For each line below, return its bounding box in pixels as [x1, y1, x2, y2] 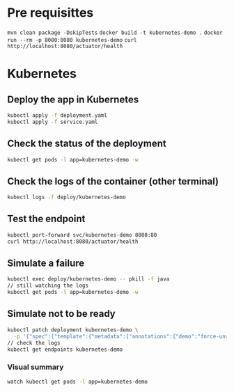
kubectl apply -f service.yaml [7, 118, 98, 125]
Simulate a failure [7, 258, 85, 269]
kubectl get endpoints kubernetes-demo [7, 346, 123, 353]
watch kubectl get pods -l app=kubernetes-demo [7, 378, 148, 385]
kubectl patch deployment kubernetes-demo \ [7, 326, 139, 334]
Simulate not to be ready [7, 308, 116, 320]
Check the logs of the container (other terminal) [7, 175, 219, 187]
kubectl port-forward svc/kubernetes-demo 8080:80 [7, 231, 157, 238]
